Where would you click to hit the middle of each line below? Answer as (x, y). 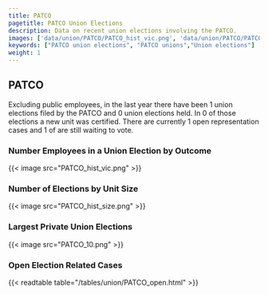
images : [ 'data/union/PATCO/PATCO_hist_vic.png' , (93, 38)
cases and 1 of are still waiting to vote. (71, 130)
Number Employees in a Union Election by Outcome (110, 150)
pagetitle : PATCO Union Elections (66, 23)
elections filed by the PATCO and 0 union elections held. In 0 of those (122, 113)
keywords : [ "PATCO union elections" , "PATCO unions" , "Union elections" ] (132, 46)
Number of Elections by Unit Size (73, 189)
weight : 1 (25, 53)
